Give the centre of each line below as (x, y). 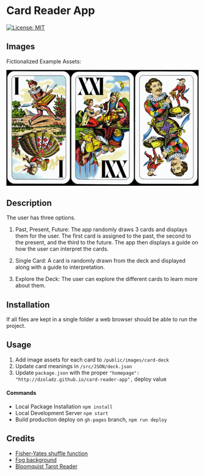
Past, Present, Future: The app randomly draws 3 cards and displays (101, 230)
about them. (30, 286)
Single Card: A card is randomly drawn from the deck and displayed (100, 261)
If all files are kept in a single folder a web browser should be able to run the (102, 319)
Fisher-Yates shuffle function (52, 453)
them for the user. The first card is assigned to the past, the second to (103, 236)
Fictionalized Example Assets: (44, 61)
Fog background (36, 460)
